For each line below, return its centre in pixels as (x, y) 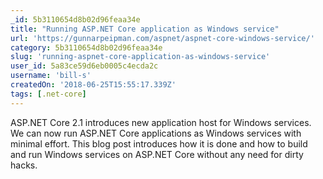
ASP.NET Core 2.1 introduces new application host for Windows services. (161, 122)
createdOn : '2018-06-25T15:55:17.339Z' (93, 85)
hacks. (24, 165)
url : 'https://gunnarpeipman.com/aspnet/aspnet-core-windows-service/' (162, 38)
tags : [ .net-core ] (48, 94)
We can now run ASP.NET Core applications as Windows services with (156, 133)
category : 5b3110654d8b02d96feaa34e (86, 47)
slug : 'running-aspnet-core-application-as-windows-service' (140, 57)
